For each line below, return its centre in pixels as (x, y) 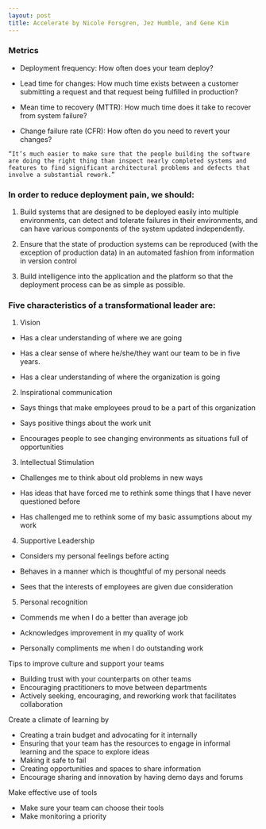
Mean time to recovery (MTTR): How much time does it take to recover (135, 107)
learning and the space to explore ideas (85, 752)
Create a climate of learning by (59, 720)
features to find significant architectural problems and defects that (129, 167)
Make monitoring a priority (63, 816)
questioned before (50, 501)
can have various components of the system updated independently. (132, 229)
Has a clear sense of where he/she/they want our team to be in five (130, 353)
